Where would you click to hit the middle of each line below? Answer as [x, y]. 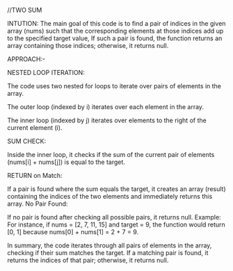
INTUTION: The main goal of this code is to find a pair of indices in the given [116, 23]
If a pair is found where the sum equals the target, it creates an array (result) [116, 189]
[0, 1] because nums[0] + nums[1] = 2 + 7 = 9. [73, 232]
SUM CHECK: [27, 141]
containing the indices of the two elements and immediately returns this [110, 196]
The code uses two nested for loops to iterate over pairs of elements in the [114, 86]
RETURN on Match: [35, 175]
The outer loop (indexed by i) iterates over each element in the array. [105, 107]
